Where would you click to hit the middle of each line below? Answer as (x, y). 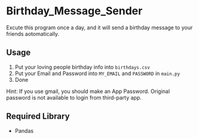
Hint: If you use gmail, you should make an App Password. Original (88, 91)
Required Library (38, 117)
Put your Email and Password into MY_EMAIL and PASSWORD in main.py (97, 73)
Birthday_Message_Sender (74, 11)
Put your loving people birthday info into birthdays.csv (82, 67)
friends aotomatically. (33, 33)
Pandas (24, 131)
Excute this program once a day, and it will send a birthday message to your (99, 27)
